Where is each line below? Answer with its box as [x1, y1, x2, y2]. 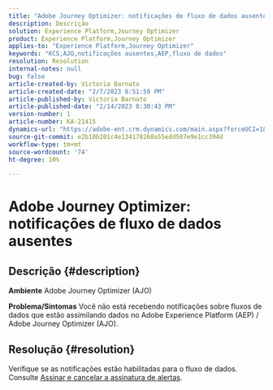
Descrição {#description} [8, 264, 141, 278]
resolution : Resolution [8, 58, 89, 66]
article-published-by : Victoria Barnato [8, 95, 148, 103]
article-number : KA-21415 [8, 118, 96, 126]
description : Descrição [8, 19, 89, 28]
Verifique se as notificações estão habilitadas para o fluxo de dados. [8, 364, 238, 374]
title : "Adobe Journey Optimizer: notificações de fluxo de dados [8, 11, 238, 20]
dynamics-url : [8, 125, 57, 133]
